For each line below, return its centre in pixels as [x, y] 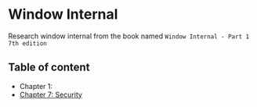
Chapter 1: [36, 86]
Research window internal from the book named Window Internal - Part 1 [128, 36]
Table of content [49, 68]
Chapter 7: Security [51, 95]
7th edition [27, 43]
